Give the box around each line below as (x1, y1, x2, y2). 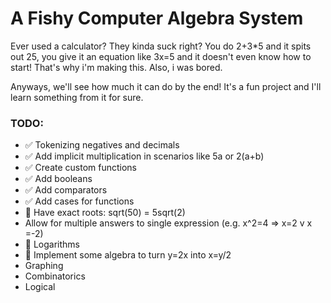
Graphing (24, 260, 64, 272)
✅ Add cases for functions (24, 195, 135, 207)
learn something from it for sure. (10, 91, 144, 103)
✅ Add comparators (24, 184, 108, 196)
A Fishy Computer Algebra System (10, 7, 304, 30)
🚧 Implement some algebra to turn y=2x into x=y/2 (24, 249, 232, 261)
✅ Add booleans (24, 173, 93, 185)
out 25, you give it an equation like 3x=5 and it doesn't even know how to (10, 50, 312, 62)
